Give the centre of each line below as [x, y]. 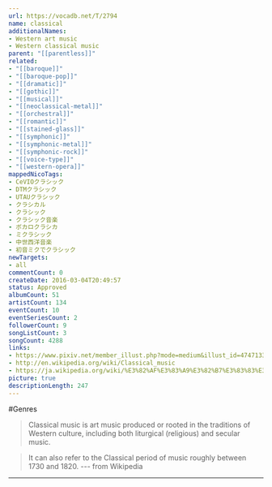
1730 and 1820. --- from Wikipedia [85, 466]
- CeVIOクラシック [36, 182]
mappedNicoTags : [36, 175]
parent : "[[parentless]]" [52, 54]
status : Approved [38, 288]
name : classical [36, 24]
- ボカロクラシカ [33, 227]
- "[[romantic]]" [38, 122]
